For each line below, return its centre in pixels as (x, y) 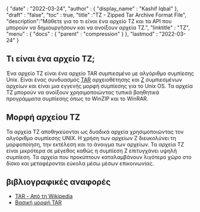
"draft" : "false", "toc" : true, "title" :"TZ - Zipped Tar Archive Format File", (96, 15)
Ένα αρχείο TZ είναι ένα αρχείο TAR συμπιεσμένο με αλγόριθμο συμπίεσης (100, 73)
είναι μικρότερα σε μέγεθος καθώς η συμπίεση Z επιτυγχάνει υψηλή (92, 151)
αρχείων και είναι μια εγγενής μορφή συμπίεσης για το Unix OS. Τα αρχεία (99, 86)
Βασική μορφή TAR (38, 202)
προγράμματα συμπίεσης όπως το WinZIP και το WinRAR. (77, 98)
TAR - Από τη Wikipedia (44, 197)
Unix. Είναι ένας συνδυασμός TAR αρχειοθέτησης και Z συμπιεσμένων (94, 79)
